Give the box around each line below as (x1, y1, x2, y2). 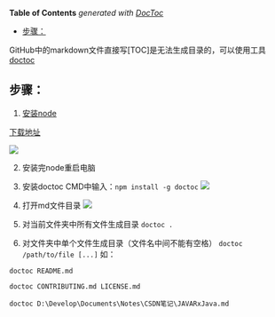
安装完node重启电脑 (21, 162, 96, 172)
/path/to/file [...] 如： (21, 249, 116, 259)
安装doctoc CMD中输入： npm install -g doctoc (21, 181, 199, 192)
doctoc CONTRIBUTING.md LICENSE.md (9, 281, 141, 291)
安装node (21, 107, 58, 118)
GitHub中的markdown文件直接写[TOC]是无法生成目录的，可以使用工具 (9, 44, 266, 55)
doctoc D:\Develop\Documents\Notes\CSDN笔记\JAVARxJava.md (9, 299, 230, 308)
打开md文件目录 (21, 200, 82, 210)
